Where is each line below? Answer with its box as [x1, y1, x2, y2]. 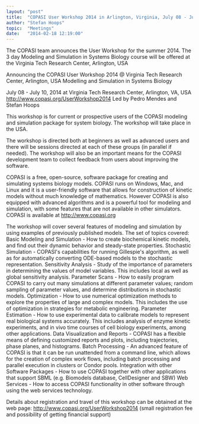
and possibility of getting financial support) [6, 411, 111, 418]
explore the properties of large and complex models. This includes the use [6, 299, 188, 306]
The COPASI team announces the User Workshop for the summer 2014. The [6, 47, 191, 54]
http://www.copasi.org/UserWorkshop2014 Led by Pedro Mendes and [6, 95, 177, 103]
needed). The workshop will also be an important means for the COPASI [6, 149, 182, 157]
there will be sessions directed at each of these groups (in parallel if [6, 144, 172, 151]
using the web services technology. [6, 387, 93, 394]
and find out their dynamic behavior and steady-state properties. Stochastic [6, 242, 191, 249]
